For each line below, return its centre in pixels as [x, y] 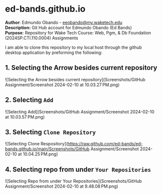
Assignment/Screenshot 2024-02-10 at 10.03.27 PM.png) [63, 85]
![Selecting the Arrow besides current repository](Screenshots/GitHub [75, 79]
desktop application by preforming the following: [54, 53]
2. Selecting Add [29, 100]
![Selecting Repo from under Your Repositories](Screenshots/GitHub [73, 181]
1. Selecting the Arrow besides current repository [81, 68]
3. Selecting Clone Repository [50, 132]
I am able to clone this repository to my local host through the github [73, 47]
